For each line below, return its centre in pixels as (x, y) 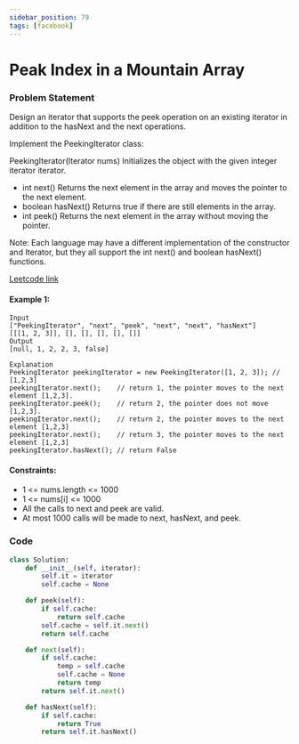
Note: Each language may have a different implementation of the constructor (149, 242)
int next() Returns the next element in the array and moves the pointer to (154, 187)
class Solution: (39, 560)
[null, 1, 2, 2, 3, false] (59, 349)
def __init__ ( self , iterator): (83, 568)
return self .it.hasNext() (89, 732)
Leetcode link (34, 279)
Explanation (31, 365)
